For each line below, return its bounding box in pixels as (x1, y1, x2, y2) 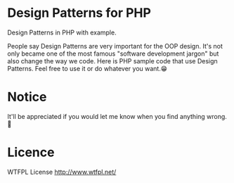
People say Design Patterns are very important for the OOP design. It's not (7, 42, 223, 50)
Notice (7, 89, 47, 105)
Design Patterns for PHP (7, 5, 151, 21)
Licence (7, 144, 55, 160)
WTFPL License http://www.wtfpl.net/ (7, 168, 117, 176)
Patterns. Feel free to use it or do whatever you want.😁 (7, 64, 167, 72)
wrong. (206, 112, 227, 120)
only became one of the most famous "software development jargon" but (7, 49, 219, 58)
